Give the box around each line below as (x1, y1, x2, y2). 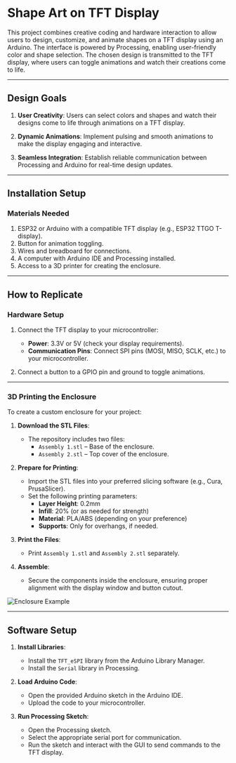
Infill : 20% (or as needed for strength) (38, 507, 150, 515)
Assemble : (17, 563, 50, 571)
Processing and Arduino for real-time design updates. (17, 160, 173, 169)
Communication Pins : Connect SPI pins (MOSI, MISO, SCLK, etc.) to (27, 347, 226, 355)
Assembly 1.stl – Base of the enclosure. (38, 442, 155, 451)
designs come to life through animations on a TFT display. (17, 118, 185, 127)
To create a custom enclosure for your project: (7, 408, 142, 416)
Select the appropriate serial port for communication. (27, 734, 182, 742)
